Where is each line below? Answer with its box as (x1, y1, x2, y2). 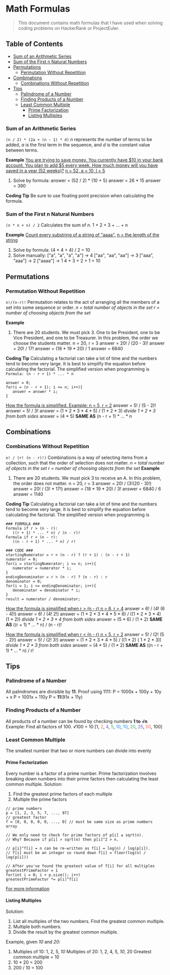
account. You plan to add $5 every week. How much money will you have (6, 162, 158, 168)
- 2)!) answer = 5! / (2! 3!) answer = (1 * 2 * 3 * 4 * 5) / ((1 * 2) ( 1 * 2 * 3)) (6, 636, 162, 642)
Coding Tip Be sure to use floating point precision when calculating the (6, 193, 154, 199)
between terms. (6, 147, 39, 153)
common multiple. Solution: (6, 781, 63, 787)
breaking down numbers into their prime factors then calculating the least (6, 776, 158, 782)
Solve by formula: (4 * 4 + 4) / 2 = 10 (13, 247, 90, 253)
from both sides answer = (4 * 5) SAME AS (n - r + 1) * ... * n (6, 413, 132, 420)
